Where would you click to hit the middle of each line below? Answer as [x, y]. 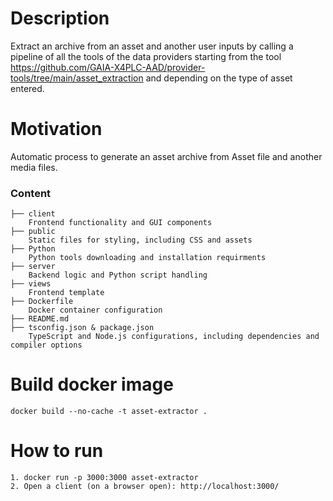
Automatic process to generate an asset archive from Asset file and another [166, 156]
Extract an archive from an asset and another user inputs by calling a [152, 46]
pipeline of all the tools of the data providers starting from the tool [146, 56]
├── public [33, 232]
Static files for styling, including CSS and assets [140, 240]
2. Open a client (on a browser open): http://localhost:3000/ [145, 487]
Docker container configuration [95, 310]
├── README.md [40, 319]
